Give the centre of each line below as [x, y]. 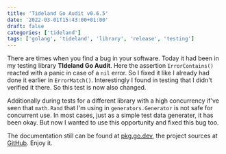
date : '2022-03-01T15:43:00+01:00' [58, 20]
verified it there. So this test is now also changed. [77, 88]
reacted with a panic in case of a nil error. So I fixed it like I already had [109, 73]
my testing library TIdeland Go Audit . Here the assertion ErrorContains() [110, 66]
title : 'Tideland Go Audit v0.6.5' [58, 13]
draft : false [26, 26]
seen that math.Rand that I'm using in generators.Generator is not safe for [110, 108]
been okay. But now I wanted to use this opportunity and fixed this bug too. [113, 123]
